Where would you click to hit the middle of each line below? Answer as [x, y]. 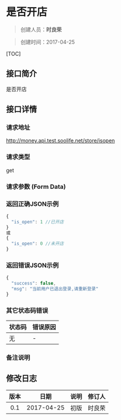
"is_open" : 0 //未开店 [38, 244]
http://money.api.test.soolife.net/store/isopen [61, 141]
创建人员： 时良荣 [41, 29]
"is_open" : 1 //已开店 [38, 222]
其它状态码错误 [27, 311]
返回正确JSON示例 [32, 204]
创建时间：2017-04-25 [47, 42]
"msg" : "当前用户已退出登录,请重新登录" [55, 289]
